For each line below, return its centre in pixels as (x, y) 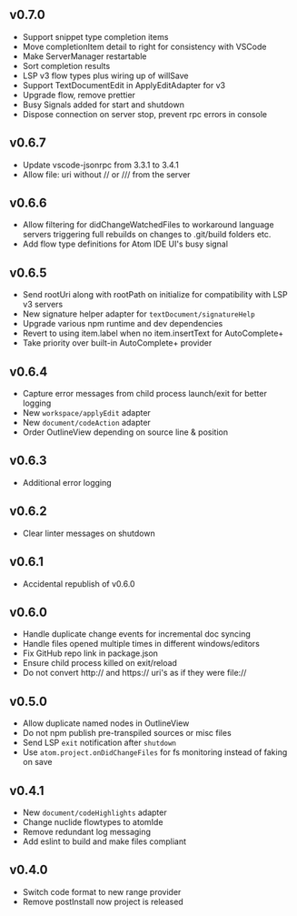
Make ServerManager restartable (84, 56)
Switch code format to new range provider (102, 891)
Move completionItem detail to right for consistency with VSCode (144, 46)
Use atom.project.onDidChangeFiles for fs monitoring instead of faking (155, 752)
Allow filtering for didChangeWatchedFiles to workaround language (148, 225)
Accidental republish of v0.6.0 (79, 584)
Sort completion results (66, 65)
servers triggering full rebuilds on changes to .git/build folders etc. (147, 235)
